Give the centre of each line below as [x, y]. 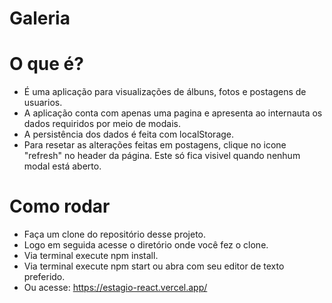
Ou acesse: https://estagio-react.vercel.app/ [115, 288]
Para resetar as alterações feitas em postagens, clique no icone [155, 145]
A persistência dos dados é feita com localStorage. [129, 134]
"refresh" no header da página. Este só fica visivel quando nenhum [162, 156]
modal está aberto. [62, 166]
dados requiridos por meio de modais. [102, 124]
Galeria [40, 18]
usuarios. [43, 103]
